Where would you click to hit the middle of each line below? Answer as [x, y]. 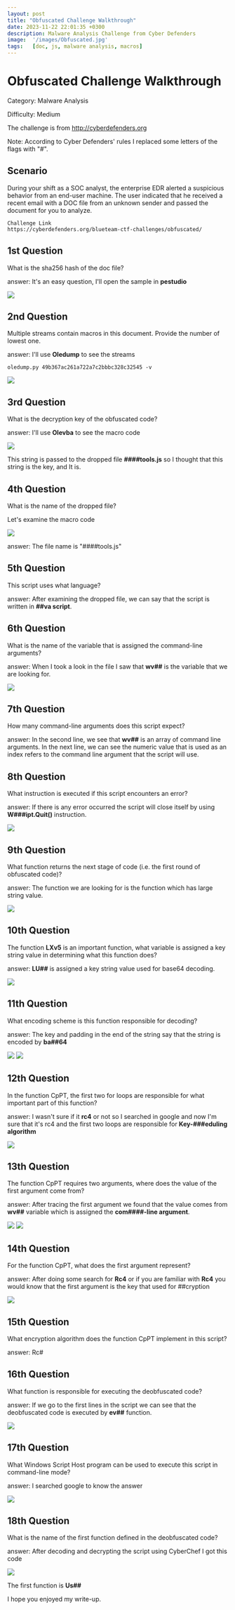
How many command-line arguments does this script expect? [96, 726]
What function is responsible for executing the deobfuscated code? [105, 1391]
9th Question [36, 850]
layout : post [26, 14]
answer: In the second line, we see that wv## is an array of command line [114, 740]
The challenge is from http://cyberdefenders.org [77, 128]
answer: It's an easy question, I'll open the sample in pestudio [97, 281]
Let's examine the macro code [51, 519]
